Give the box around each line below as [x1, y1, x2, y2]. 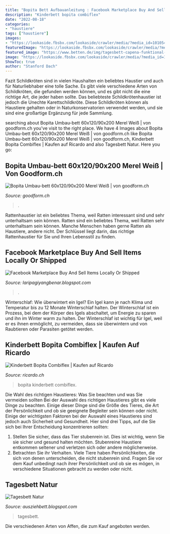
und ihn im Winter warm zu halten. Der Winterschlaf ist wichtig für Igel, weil [5, 315, 162, 321]
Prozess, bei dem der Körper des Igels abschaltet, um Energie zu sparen [5, 310, 156, 316]
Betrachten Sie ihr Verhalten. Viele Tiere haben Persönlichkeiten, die [12, 449, 155, 456]
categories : [5, 21, 30, 27]
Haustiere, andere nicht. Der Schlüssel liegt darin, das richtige [5, 228, 135, 234]
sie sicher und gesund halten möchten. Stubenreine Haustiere [12, 439, 142, 445]
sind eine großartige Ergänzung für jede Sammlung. [5, 110, 113, 116]
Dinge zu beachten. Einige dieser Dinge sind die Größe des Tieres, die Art [5, 402, 159, 408]
